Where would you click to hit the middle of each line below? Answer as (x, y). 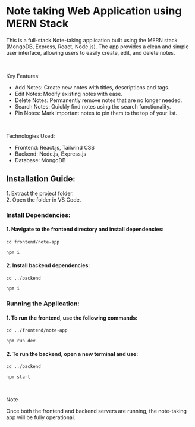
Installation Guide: (41, 179)
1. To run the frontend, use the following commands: (72, 318)
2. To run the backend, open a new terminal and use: (72, 354)
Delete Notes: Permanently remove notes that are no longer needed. (98, 100)
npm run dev (21, 341)
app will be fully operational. (41, 417)
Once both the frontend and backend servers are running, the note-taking (97, 411)
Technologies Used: (31, 136)
